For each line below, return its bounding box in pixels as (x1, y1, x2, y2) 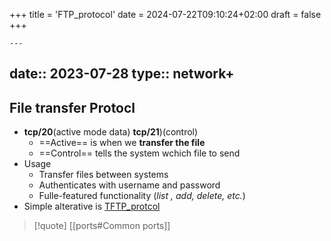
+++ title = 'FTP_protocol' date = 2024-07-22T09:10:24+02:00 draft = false (9, 9, 322, 20)
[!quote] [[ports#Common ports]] (33, 220, 171, 232)
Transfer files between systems (38, 169, 169, 181)
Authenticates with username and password (38, 179, 221, 191)
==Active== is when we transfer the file (38, 137, 206, 149)
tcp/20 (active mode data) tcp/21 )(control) (23, 126, 199, 138)
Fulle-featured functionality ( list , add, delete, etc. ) (38, 190, 246, 202)
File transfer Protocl (9, 99, 136, 116)
